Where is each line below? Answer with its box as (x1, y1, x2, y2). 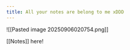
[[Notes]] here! (6, 37, 44, 45)
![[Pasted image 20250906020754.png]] (6, 26, 109, 33)
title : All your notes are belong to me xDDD (6, 9, 124, 15)
